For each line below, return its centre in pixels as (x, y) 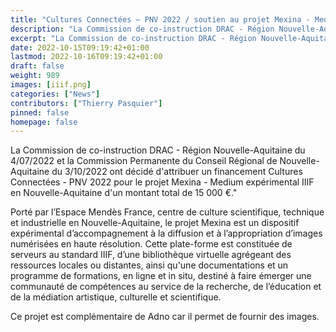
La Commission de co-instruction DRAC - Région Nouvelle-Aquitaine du (158, 150)
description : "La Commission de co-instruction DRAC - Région (142, 29)
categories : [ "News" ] (55, 94)
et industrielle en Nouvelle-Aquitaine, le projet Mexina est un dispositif (155, 223)
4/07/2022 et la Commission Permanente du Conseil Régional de (144, 161)
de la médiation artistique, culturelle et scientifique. (116, 297)
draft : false (37, 66)
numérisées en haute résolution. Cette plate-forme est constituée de (151, 244)
